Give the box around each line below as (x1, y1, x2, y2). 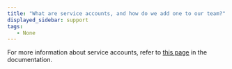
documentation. (7, 56, 53, 64)
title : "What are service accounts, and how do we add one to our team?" (7, 10, 226, 17)
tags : (7, 23, 23, 30)
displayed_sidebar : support (7, 17, 89, 23)
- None (16, 29, 36, 37)
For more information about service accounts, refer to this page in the (7, 48, 208, 57)
